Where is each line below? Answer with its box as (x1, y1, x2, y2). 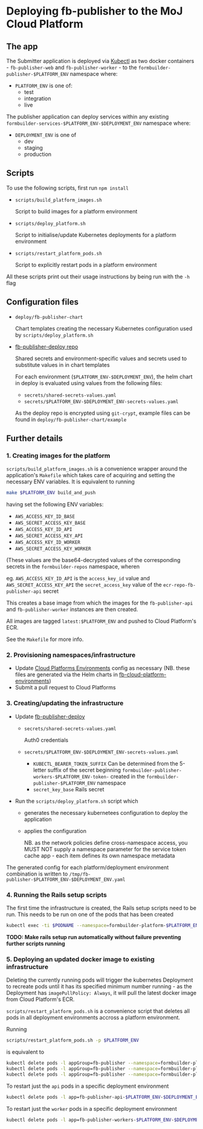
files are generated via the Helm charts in (14, 671, 118, 678)
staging (24, 144, 43, 151)
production (24, 150, 52, 158)
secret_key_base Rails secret (33, 785, 105, 792)
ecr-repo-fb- (163, 582, 196, 589)
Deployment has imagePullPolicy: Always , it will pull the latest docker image (6, 990, 197, 997)
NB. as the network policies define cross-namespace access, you (24, 839, 188, 846)
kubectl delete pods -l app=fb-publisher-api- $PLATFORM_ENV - (6, 1094, 164, 1100)
